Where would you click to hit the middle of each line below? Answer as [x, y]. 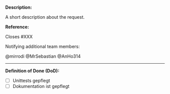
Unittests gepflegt [31, 81]
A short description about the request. [45, 17]
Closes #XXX [19, 37]
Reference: [17, 27]
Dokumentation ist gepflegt [41, 86]
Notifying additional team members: [42, 46]
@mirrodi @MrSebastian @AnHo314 [43, 56]
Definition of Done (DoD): [32, 71]
